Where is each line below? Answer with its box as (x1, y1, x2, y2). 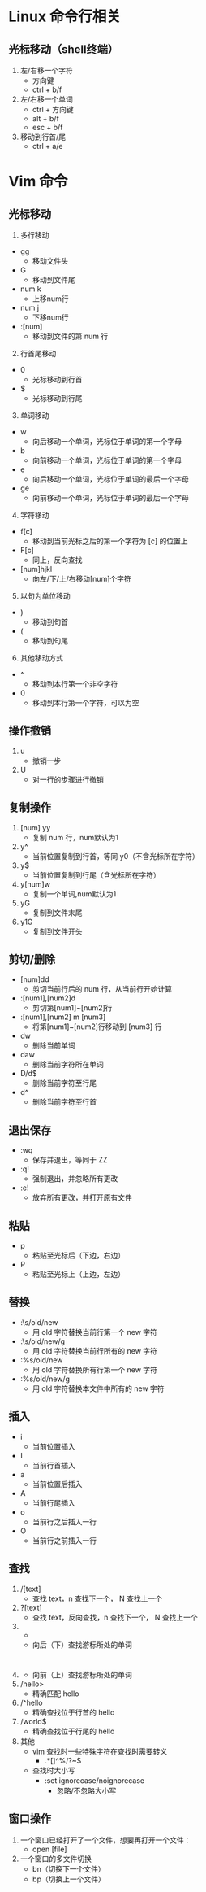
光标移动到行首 (32, 375, 83, 384)
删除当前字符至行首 (32, 1097, 97, 1107)
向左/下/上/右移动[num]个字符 (32, 574, 131, 583)
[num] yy (19, 822, 51, 832)
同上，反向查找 (32, 555, 83, 565)
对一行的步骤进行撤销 (32, 774, 104, 784)
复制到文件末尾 (32, 908, 83, 918)
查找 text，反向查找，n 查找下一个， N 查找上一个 (32, 1612, 198, 1622)
